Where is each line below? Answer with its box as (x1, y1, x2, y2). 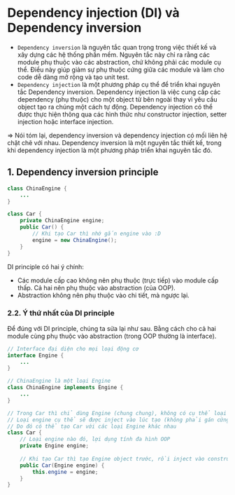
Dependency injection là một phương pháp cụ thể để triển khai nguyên (17, 80, 220, 88)
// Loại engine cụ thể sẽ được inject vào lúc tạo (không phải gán (7, 416, 215, 423)
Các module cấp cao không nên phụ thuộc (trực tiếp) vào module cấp (17, 276, 219, 285)
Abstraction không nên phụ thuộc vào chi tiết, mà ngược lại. (17, 291, 190, 299)
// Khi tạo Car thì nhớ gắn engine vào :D (32, 230, 161, 237)
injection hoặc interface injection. (17, 117, 114, 126)
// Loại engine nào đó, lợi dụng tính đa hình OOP (20, 436, 171, 443)
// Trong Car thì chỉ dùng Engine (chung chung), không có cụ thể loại (7, 409, 227, 416)
